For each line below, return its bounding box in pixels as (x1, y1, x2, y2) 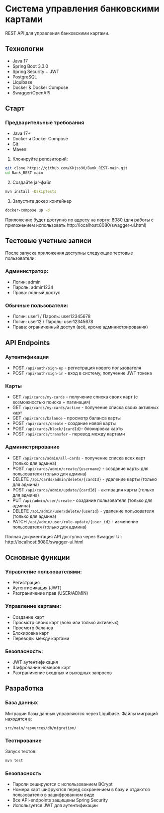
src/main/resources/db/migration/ (5, 725, 77, 731)
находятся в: (5, 716, 32, 722)
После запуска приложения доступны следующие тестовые (5, 250, 133, 256)
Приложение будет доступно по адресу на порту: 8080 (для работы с (5, 217, 154, 223)
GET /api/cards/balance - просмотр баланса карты (12, 415, 121, 421)
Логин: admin (12, 279, 41, 285)
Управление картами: (5, 603, 61, 610)
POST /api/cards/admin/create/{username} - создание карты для (12, 465, 149, 471)
